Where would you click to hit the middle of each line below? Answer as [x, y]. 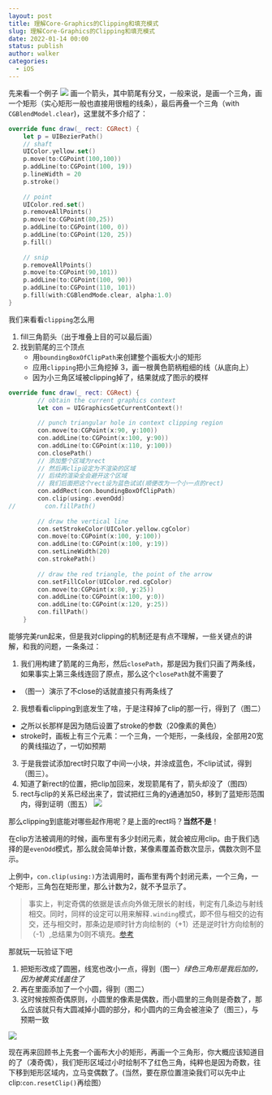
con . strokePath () [67, 559]
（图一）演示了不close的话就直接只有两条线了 [97, 691]
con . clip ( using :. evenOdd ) [82, 499]
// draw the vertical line [83, 521]
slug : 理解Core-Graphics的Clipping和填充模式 [82, 31]
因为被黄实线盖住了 [52, 979]
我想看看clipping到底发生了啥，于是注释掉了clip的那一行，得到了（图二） [142, 708]
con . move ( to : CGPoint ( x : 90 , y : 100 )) [98, 431]
